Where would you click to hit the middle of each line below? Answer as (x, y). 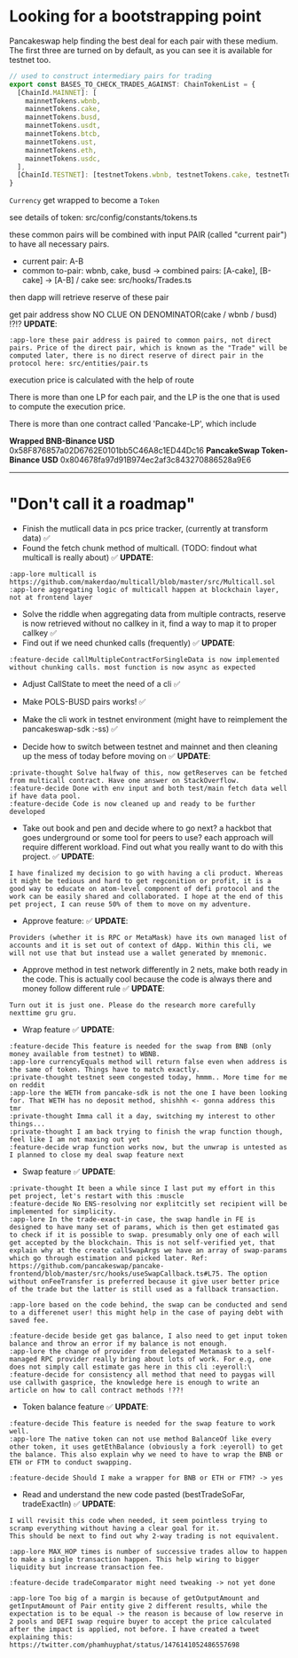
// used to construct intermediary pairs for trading (111, 76)
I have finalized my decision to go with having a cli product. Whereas (146, 873)
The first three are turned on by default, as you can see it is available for (141, 50)
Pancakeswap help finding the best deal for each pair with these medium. (144, 41)
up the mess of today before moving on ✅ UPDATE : (116, 756)
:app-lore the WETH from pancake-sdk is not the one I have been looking (149, 1093)
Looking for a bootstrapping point (135, 16)
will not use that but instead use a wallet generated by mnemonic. (138, 953)
